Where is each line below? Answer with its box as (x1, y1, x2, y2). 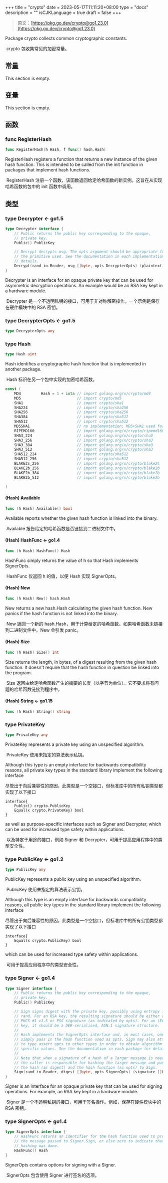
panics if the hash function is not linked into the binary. (5, 610, 118, 616)
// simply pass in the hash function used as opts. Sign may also (14, 1037, 155, 1042)
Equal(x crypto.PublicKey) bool (14, 938, 81, 943)
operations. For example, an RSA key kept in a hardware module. (5, 1089, 138, 1095)
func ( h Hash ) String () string (5, 709, 70, 714)
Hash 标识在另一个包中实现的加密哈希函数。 (6, 376, 97, 382)
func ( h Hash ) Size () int (5, 650, 59, 655)
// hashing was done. (14, 1143, 59, 1148)
